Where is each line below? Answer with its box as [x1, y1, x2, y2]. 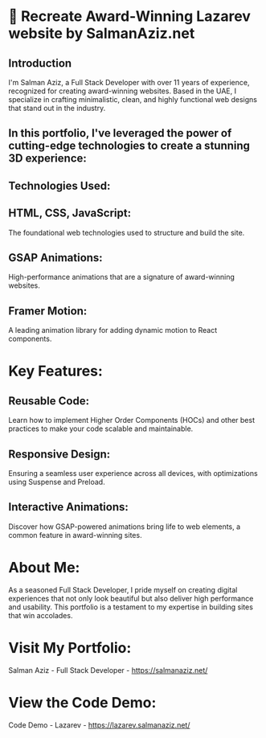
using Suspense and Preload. [8, 478, 106, 487]
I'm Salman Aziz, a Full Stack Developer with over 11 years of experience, [8, 78, 250, 87]
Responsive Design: [8, 447, 111, 461]
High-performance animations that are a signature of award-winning [8, 273, 235, 282]
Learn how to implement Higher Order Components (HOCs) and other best [8, 416, 256, 425]
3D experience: [8, 152, 87, 166]
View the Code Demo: [8, 693, 157, 711]
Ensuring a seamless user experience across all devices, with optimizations [8, 469, 259, 478]
